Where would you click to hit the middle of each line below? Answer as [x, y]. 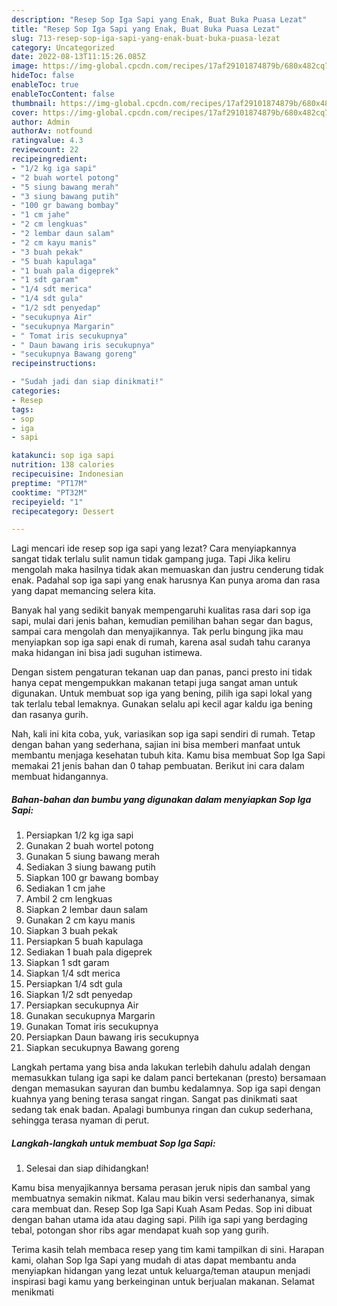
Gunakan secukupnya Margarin [90, 1016]
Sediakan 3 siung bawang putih [90, 867]
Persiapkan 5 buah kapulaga [84, 942]
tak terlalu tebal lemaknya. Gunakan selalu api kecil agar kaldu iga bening [162, 704]
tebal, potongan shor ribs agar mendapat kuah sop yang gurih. [140, 1230]
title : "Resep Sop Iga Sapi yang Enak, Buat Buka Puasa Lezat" [146, 29]
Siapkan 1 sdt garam [67, 963]
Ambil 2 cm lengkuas [69, 899]
